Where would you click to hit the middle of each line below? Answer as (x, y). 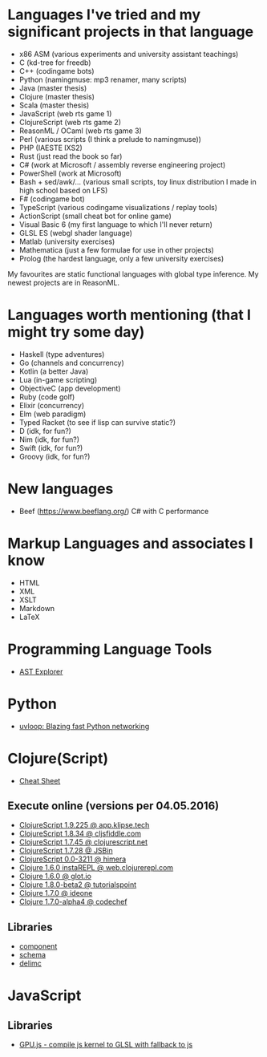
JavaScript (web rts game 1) (65, 113)
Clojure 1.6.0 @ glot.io (55, 877)
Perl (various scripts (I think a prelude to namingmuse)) (110, 139)
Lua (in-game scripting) (58, 379)
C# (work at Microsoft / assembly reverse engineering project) (122, 164)
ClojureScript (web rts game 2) (70, 122)
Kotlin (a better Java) (54, 371)
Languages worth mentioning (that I (129, 315)
